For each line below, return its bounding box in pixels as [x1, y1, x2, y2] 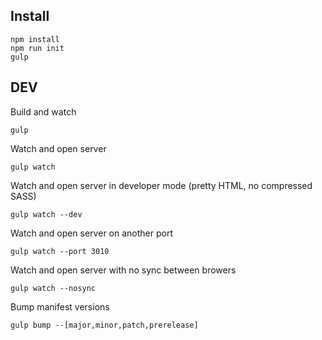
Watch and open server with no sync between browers [10, 264, 237, 276]
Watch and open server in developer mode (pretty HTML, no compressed [10, 179, 313, 191]
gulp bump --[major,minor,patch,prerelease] [10, 320, 199, 330]
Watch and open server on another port [10, 227, 173, 239]
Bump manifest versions [10, 300, 110, 313]
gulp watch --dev [10, 209, 83, 219]
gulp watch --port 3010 [10, 246, 110, 256]
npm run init [10, 43, 65, 53]
